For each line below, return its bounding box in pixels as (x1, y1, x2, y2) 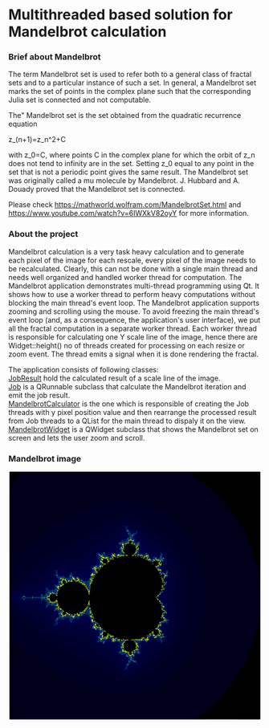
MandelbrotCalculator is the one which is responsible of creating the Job (8, 399, 250, 409)
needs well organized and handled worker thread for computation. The (8, 272, 243, 282)
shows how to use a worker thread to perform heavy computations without (8, 289, 255, 299)
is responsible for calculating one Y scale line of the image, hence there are (8, 331, 259, 342)
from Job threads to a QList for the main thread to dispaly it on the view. (8, 416, 247, 425)
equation (8, 119, 38, 129)
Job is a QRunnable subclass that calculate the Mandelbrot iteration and (8, 381, 247, 391)
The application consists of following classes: (8, 364, 159, 374)
